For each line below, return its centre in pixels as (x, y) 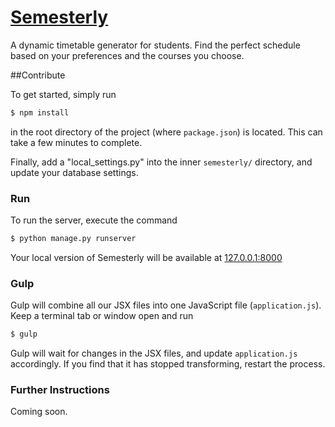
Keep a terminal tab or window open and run (102, 316)
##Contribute (38, 75)
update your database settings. (74, 172)
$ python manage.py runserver (73, 239)
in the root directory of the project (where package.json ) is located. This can (166, 132)
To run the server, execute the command (94, 220)
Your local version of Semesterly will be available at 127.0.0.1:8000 (146, 257)
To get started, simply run (63, 94)
